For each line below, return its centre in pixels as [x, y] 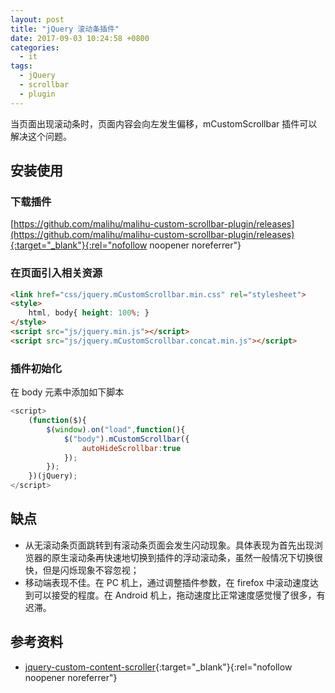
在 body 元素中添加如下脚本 [67, 392]
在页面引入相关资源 [56, 273]
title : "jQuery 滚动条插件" [65, 29]
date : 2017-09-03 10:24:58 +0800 [80, 38]
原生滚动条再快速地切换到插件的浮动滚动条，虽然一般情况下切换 [183, 557]
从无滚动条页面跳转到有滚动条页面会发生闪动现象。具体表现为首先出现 [169, 545]
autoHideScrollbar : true [131, 448]
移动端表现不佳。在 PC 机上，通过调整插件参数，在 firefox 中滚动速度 [167, 582]
